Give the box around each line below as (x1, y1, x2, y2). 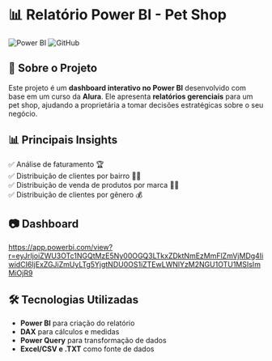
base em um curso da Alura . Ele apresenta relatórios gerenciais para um (8, 91, 253, 101)
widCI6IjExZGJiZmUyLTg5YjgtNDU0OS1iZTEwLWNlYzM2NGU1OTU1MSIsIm (8, 260, 261, 270)
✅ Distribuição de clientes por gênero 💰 (8, 189, 143, 199)
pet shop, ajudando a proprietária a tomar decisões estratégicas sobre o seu (8, 100, 264, 109)
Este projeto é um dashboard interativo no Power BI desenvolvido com (8, 83, 247, 92)
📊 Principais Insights (8, 134, 118, 147)
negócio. (8, 108, 38, 118)
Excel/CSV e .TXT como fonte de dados (19, 344, 155, 354)
